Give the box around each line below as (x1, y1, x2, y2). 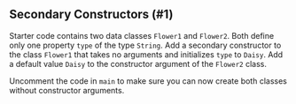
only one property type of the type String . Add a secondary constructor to (9, 40, 282, 50)
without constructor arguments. (9, 85, 125, 95)
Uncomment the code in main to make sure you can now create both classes (9, 75, 288, 86)
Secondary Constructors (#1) (9, 7, 174, 22)
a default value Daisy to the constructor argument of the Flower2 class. (9, 58, 268, 69)
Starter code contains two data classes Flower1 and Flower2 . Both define (9, 30, 275, 41)
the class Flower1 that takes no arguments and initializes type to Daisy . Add (9, 48, 284, 60)
